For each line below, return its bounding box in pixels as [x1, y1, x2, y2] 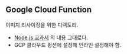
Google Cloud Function [5, 5, 92, 15]
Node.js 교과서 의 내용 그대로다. [14, 34, 88, 41]
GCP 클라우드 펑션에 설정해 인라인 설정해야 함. [14, 41, 122, 48]
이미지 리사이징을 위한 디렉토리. [5, 21, 79, 28]
